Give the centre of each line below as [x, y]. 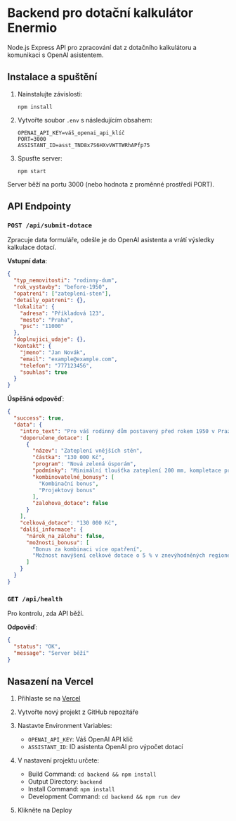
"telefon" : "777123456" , [56, 365]
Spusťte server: [40, 158]
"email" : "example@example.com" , [69, 359]
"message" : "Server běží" [52, 653]
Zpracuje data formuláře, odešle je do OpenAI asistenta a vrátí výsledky [111, 240]
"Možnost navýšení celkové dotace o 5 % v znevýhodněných [119, 556]
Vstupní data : [27, 261]
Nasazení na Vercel [50, 682]
